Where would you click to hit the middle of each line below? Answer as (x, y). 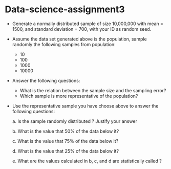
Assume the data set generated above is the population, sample (79, 39)
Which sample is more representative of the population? (79, 96)
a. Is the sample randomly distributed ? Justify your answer (75, 121)
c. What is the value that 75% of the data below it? (65, 141)
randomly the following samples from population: (64, 44)
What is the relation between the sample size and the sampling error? (93, 90)
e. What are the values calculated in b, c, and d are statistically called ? (87, 161)
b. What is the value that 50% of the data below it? (66, 131)
